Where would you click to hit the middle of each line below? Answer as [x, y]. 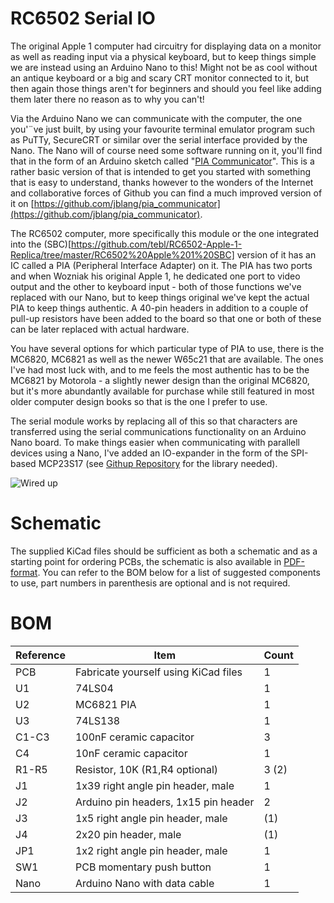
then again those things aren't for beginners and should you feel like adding [166, 88]
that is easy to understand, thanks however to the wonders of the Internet [162, 182]
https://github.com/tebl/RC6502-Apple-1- [157, 244]
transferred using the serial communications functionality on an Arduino [158, 431]
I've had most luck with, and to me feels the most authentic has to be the [160, 369]
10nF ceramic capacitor [131, 753]
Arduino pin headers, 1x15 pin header [164, 802]
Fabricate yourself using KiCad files [158, 672]
